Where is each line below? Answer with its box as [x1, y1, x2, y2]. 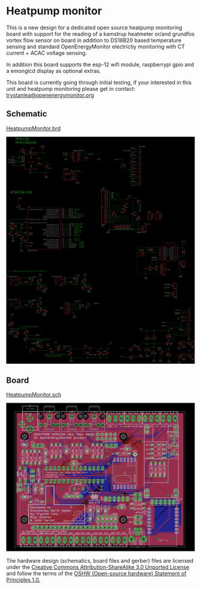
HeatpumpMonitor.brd [6, 124, 61, 132]
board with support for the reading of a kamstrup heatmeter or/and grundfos [6, 30, 195, 37]
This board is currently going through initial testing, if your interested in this [6, 79, 192, 86]
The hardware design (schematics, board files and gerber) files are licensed [6, 557, 194, 565]
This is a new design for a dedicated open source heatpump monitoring [6, 24, 182, 31]
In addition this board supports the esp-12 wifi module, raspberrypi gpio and [6, 61, 194, 68]
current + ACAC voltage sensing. [6, 49, 87, 56]
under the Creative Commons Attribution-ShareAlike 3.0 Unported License [6, 563, 190, 571]
